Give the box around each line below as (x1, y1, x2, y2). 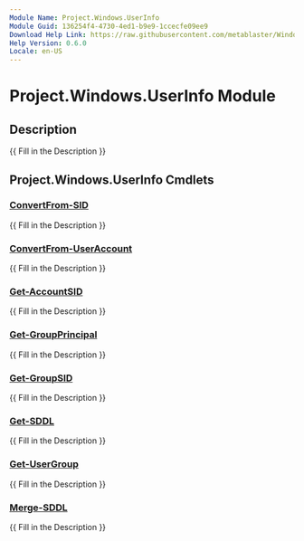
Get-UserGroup (9, 458, 80, 470)
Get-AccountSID (9, 286, 83, 299)
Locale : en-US (9, 47, 63, 56)
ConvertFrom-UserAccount (9, 242, 133, 254)
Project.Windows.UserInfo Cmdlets (9, 172, 214, 187)
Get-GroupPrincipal (9, 328, 98, 341)
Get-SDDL (9, 414, 54, 427)
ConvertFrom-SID (9, 199, 89, 212)
